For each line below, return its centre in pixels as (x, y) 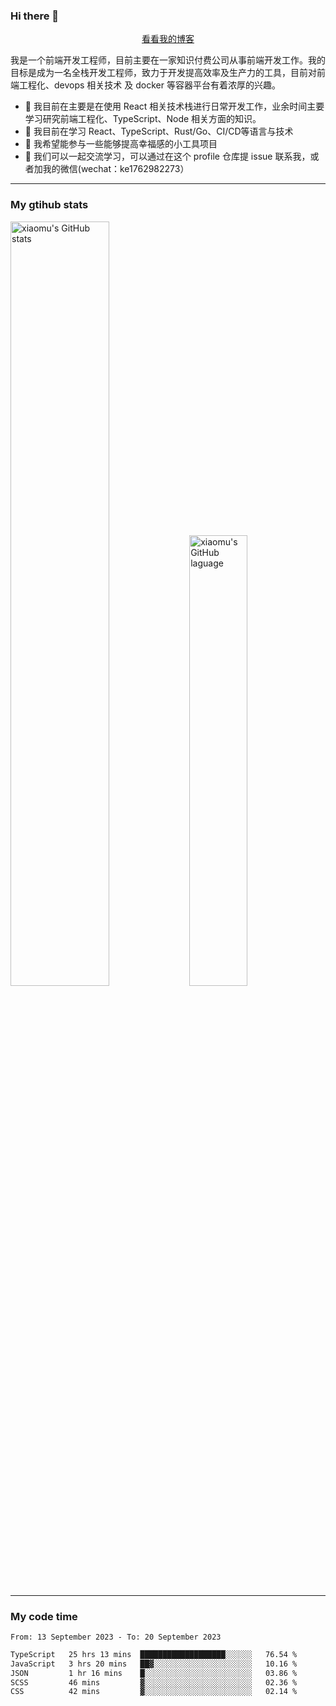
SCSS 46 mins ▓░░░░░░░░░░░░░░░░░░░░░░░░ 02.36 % (154, 1682)
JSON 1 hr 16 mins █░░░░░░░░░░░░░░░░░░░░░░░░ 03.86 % (154, 1673)
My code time (44, 1616)
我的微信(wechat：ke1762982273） (116, 169)
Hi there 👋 (35, 16)
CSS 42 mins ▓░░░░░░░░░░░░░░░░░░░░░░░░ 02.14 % (154, 1692)
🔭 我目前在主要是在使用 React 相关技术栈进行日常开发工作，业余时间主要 (174, 106)
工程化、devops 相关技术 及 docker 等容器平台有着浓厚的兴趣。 (149, 85)
